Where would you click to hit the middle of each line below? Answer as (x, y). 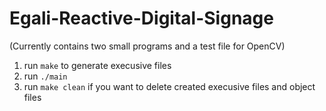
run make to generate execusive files (97, 65)
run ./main (45, 76)
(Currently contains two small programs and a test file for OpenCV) (147, 46)
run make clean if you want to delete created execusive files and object (169, 86)
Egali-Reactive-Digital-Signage (141, 18)
